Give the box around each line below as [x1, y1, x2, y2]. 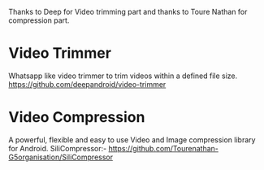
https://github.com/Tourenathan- [108, 143, 219, 153]
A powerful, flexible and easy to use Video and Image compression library [8, 134, 256, 145]
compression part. [8, 15, 70, 25]
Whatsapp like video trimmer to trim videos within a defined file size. [8, 71, 238, 81]
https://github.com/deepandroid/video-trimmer [8, 79, 167, 89]
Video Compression [8, 108, 145, 127]
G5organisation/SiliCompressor [8, 152, 114, 162]
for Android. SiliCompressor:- [8, 143, 107, 153]
